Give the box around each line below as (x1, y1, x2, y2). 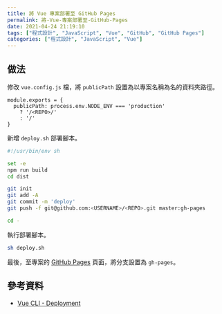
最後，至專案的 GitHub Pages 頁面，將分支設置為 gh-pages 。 (7, 257, 180, 266)
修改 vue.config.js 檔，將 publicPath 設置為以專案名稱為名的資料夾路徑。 (7, 82, 219, 91)
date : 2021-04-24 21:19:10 (7, 23, 85, 30)
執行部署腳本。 (7, 230, 50, 239)
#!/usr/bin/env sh (7, 147, 60, 154)
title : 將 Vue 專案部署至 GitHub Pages (7, 10, 116, 17)
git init (7, 185, 33, 192)
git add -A (7, 192, 39, 199)
